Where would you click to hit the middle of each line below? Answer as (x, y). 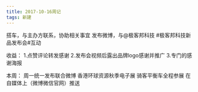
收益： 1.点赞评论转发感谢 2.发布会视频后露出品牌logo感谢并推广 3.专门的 (97, 55)
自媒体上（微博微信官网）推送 (43, 83)
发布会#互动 (26, 42)
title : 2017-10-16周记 (34, 12)
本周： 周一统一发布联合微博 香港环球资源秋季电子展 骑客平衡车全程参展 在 (98, 75)
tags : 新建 (19, 17)
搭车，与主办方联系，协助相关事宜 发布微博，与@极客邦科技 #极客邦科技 (96, 35)
